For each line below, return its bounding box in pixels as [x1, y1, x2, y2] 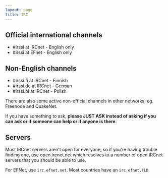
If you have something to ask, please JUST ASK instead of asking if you [5, 113, 156, 119]
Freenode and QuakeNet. [5, 103, 58, 109]
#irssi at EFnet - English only [12, 49, 72, 55]
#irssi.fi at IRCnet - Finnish [12, 78, 68, 84]
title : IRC [5, 12, 28, 17]
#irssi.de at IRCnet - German [12, 83, 72, 89]
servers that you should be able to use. [5, 157, 87, 163]
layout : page [5, 7, 33, 13]
